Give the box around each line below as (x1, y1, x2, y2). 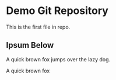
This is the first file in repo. (6, 23, 71, 30)
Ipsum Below (6, 40, 54, 50)
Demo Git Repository (6, 4, 109, 18)
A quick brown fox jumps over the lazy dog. (6, 55, 111, 62)
